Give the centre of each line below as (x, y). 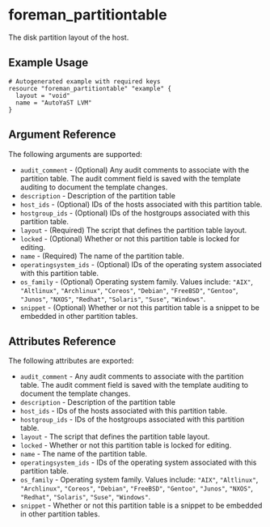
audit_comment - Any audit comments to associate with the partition (132, 376)
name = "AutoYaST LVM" (54, 103)
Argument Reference (62, 135)
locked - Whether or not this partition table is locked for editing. (126, 445)
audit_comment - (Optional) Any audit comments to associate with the (135, 170)
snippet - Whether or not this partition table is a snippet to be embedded (141, 506)
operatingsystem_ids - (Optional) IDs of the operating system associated (141, 264)
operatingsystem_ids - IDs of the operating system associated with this (138, 462)
